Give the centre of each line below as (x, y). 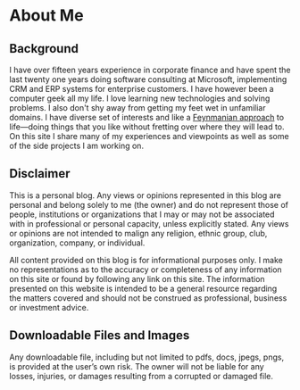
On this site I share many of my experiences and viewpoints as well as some (149, 136)
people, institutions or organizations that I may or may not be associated (142, 214)
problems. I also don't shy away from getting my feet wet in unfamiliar (137, 108)
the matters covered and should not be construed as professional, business (148, 298)
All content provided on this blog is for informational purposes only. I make (146, 260)
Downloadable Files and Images (100, 336)
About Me (46, 16)
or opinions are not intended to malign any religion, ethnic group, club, (138, 233)
